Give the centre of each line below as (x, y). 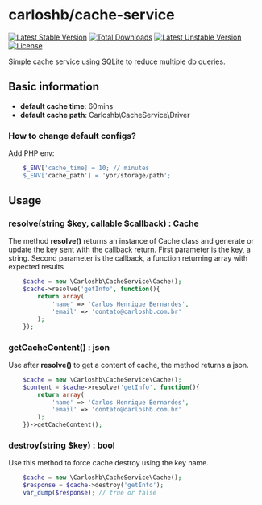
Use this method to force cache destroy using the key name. (109, 463)
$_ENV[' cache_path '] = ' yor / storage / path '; (97, 175)
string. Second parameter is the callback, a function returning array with (128, 258)
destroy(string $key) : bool (62, 445)
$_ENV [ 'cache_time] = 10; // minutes (86, 168)
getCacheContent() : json (59, 347)
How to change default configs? (73, 136)
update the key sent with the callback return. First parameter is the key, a (130, 250)
